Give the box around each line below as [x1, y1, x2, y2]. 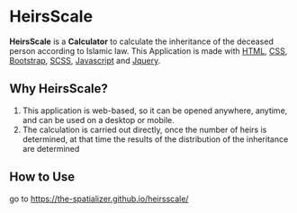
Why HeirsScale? [9, 81, 108, 96]
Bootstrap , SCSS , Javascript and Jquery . [9, 55, 161, 66]
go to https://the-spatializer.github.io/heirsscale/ [9, 193, 189, 204]
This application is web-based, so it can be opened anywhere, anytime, [22, 105, 288, 116]
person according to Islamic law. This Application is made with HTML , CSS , [9, 45, 288, 56]
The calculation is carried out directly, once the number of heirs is [22, 124, 267, 135]
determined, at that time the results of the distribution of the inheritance [22, 133, 289, 145]
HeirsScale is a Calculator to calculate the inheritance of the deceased [9, 36, 274, 47]
